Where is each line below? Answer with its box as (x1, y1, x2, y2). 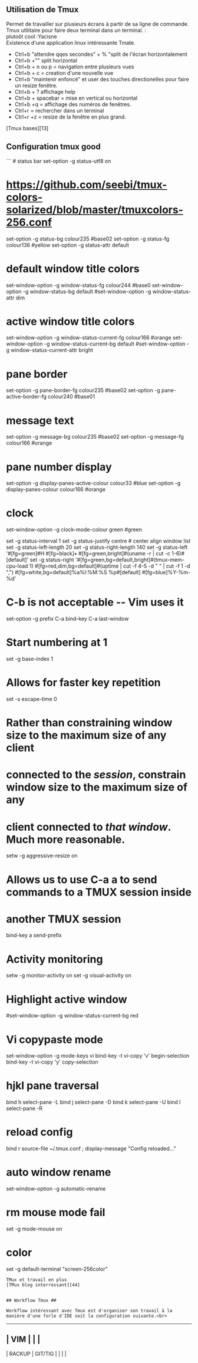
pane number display (6, 460, 112, 473)
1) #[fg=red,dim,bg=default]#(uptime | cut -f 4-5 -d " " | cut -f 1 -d (29, 562, 190, 569)
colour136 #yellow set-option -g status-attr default (6, 241, 130, 248)
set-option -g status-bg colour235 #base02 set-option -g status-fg (6, 235, 170, 242)
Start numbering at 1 (6, 636, 108, 649)
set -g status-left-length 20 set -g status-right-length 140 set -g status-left (6, 544, 188, 551)
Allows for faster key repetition (6, 676, 161, 689)
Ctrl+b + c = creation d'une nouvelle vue (14, 69, 114, 76)
